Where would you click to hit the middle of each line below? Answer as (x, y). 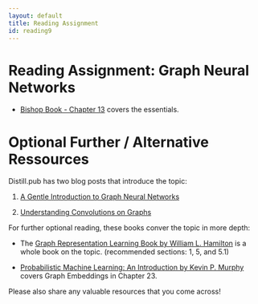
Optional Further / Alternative (109, 142)
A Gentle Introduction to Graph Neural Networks (100, 197)
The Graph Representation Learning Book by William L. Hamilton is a (133, 243)
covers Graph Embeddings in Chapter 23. (89, 276)
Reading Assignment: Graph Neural (129, 70)
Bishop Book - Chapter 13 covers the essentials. (99, 110)
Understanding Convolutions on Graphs (86, 213)
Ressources (49, 159)
